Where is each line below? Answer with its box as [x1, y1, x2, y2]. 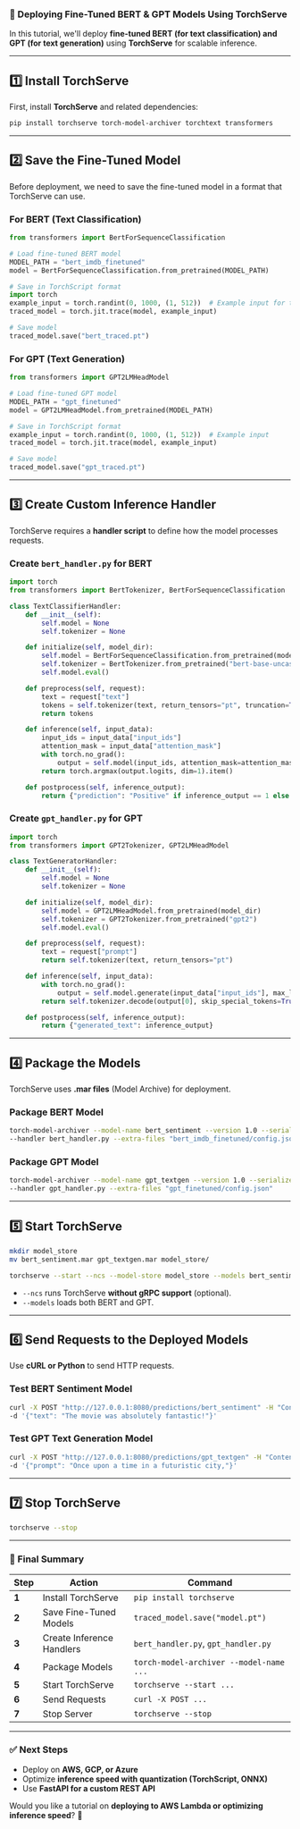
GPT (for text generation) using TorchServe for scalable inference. [9, 38, 257, 48]
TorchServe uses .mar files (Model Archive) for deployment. [9, 1083, 231, 1094]
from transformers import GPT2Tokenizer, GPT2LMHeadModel [9, 840, 229, 850]
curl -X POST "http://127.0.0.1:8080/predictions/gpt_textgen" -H [9, 1453, 262, 1462]
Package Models [42, 1660, 113, 1673]
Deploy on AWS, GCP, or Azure [21, 1764, 138, 1774]
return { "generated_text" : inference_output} [41, 1021, 214, 1031]
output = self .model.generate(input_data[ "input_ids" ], [56, 988, 270, 998]
